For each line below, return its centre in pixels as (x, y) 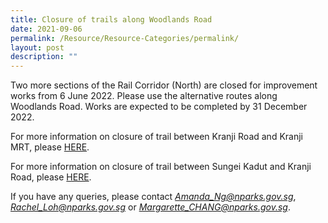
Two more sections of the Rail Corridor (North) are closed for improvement (164, 85)
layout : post (37, 47)
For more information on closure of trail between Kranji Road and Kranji (156, 137)
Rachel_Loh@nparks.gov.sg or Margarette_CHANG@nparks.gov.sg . (150, 207)
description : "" (44, 57)
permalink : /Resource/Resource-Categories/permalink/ (125, 38)
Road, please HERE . (51, 177)
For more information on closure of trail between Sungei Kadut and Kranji (161, 167)
